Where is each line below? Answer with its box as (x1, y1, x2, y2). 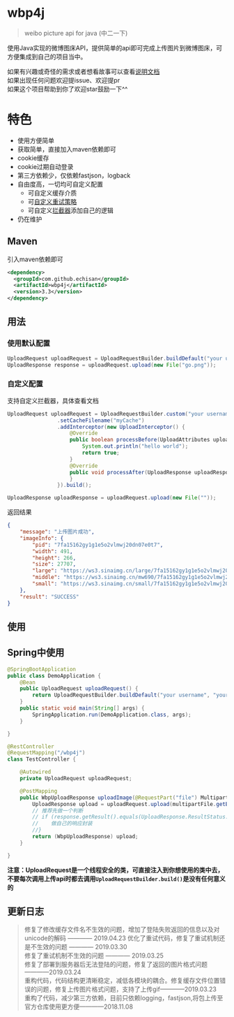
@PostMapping (19, 787, 58, 794)
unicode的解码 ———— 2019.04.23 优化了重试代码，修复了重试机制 (24, 934, 219, 942)
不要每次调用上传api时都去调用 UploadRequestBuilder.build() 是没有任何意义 (7, 875, 226, 883)
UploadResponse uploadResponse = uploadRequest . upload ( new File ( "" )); (7, 495, 217, 502)
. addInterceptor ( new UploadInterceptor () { (56, 423, 186, 430)
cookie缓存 (17, 154, 49, 162)
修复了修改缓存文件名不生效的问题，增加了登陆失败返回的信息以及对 (24, 925, 220, 934)
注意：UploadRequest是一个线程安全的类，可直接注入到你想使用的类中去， (7, 865, 224, 874)
